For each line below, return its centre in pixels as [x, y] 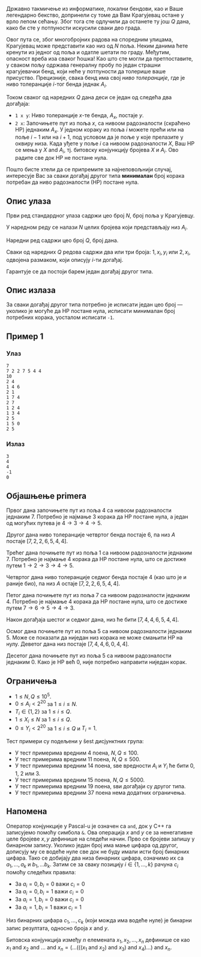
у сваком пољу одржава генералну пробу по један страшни [83, 65]
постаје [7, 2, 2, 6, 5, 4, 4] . [37, 541]
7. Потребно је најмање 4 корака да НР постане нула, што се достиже [96, 559]
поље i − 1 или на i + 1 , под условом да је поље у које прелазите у [99, 137]
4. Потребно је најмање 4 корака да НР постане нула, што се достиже [97, 602]
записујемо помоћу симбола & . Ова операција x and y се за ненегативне [100, 832]
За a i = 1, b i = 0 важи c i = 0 [49, 900]
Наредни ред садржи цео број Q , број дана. [62, 240]
